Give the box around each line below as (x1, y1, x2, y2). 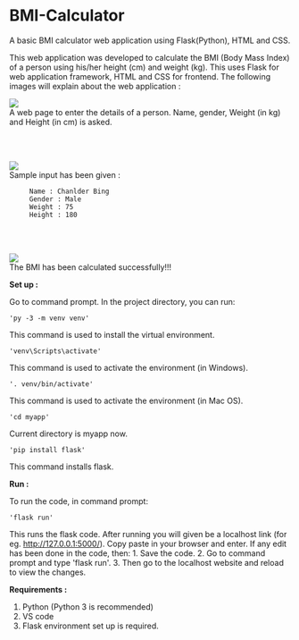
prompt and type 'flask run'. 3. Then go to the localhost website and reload (9, 557, 284, 568)
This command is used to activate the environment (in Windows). (9, 362, 248, 373)
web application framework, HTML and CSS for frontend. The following (9, 71, 271, 81)
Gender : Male (29, 194, 82, 204)
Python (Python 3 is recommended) (21, 601, 154, 612)
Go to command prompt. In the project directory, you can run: (9, 296, 236, 307)
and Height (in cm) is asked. (9, 116, 113, 127)
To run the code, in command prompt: (9, 495, 149, 506)
